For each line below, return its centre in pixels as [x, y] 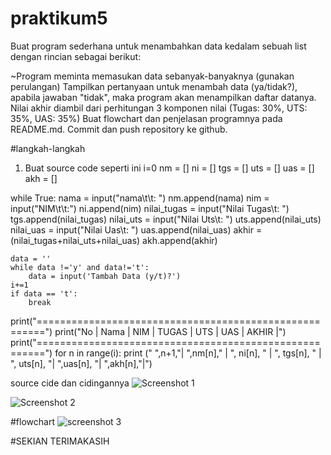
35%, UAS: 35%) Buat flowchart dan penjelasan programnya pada [146, 118]
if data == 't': [44, 293]
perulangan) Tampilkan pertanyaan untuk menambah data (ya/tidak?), [154, 86]
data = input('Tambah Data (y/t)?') [105, 276]
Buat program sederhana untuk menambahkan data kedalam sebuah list [158, 46]
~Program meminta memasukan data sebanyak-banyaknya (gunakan [152, 76]
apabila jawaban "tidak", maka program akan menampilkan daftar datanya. [163, 97]
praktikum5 [59, 18]
